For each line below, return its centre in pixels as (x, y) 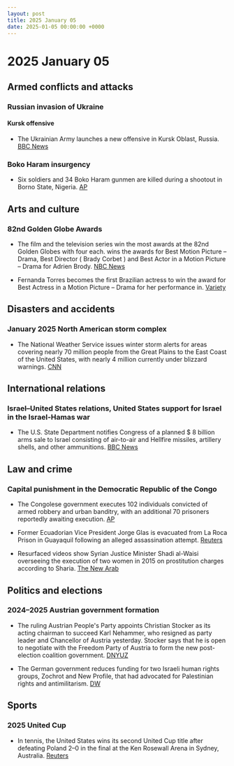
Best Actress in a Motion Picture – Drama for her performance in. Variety (122, 288)
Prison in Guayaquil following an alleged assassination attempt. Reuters (120, 540)
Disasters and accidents (61, 309)
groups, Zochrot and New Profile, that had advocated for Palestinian (115, 676)
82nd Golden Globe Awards (55, 229)
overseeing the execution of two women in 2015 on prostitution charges (120, 561)
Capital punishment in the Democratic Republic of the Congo (112, 489)
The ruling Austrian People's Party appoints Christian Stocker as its (114, 625)
